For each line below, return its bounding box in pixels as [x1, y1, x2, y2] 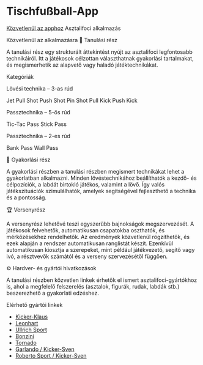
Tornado [15, 339, 37, 346]
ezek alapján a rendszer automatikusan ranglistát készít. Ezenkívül [6, 240, 173, 247]
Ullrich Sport [15, 326, 48, 333]
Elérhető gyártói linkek [6, 301, 63, 308]
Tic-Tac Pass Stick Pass [6, 120, 67, 128]
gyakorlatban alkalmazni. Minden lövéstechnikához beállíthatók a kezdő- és [6, 174, 197, 182]
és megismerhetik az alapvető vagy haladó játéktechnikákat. [6, 61, 158, 68]
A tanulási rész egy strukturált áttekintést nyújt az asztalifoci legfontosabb [6, 48, 193, 56]
